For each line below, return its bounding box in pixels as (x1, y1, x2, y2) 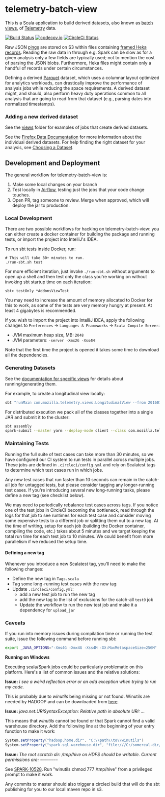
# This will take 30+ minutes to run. (5, 256, 84, 261)
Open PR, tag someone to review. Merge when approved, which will (12, 197, 149, 203)
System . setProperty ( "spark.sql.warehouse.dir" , (5, 742, 105, 747)
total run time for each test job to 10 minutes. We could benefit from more (5, 533, 154, 539)
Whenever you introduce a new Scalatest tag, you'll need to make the (5, 561, 146, 567)
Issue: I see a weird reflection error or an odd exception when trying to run (5, 679, 157, 684)
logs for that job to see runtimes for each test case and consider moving (5, 512, 151, 518)
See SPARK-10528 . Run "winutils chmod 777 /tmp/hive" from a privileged (5, 766, 153, 772)
